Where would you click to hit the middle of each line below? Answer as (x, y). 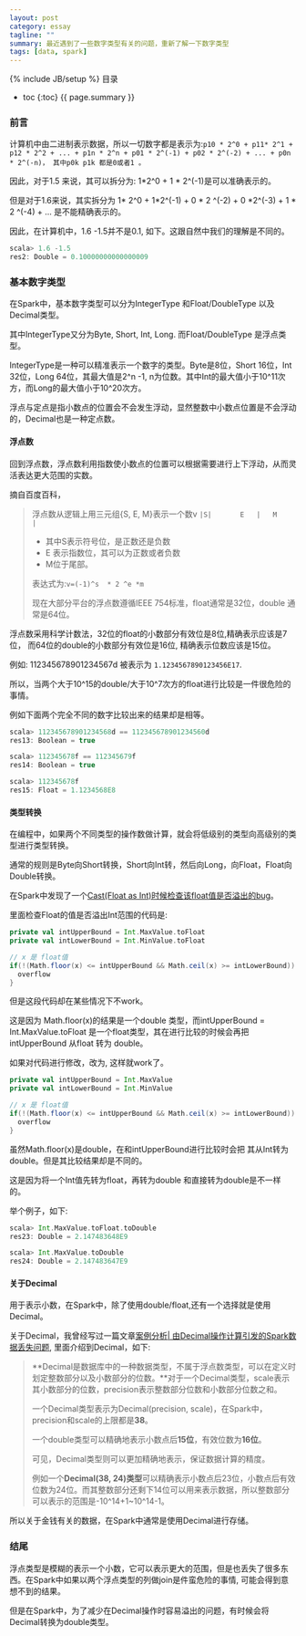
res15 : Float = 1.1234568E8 (63, 790)
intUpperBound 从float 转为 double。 (79, 1043)
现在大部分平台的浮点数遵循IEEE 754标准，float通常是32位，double (158, 602)
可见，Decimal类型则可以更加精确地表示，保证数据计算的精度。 (151, 1459)
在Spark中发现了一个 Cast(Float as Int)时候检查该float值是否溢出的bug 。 (144, 896)
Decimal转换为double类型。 (61, 1621)
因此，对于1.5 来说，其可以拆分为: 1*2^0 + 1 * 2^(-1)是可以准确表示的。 (143, 181)
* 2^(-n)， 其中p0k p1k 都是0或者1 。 (77, 163)
